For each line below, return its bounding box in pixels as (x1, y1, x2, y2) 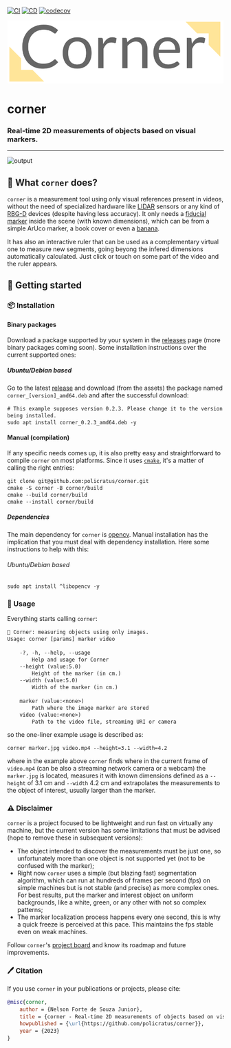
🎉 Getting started (7, 279, 82, 291)
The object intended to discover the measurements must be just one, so (16, 847, 221, 856)
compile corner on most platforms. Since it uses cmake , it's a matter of (7, 456, 204, 464)
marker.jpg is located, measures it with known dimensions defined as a (7, 771, 208, 780)
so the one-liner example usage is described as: (7, 731, 144, 739)
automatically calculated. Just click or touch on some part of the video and (7, 253, 219, 261)
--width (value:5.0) (19, 677, 78, 684)
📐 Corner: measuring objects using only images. (7, 629, 149, 636)
